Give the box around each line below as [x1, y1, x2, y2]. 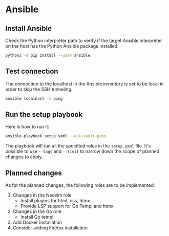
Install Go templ [20, 214, 54, 220]
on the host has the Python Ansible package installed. [5, 43, 119, 49]
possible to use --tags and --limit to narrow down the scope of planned [5, 148, 160, 155]
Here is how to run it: [5, 124, 50, 130]
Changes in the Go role [12, 208, 61, 214]
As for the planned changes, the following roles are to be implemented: [5, 182, 155, 188]
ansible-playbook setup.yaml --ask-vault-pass [5, 134, 107, 139]
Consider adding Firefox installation [12, 225, 88, 231]
